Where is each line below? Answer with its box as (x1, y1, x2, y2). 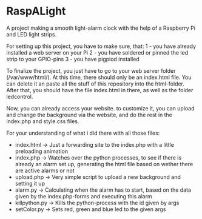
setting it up (15, 180, 45, 187)
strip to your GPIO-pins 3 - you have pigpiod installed (6, 55, 140, 62)
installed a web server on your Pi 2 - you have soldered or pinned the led (6, 49, 189, 56)
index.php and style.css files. (6, 117, 79, 125)
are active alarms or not (15, 167, 75, 174)
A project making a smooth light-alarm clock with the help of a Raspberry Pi (6, 24, 196, 32)
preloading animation (15, 147, 69, 155)
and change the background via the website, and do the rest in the (6, 111, 173, 118)
